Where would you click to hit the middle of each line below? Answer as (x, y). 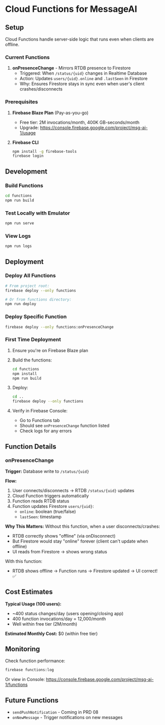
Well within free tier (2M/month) (45, 624)
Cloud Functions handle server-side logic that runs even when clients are (80, 39)
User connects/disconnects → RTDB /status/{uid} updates (73, 490)
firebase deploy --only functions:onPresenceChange (59, 327)
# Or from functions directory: (38, 299)
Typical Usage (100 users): (33, 604)
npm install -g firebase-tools (44, 151)
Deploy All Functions (30, 275)
